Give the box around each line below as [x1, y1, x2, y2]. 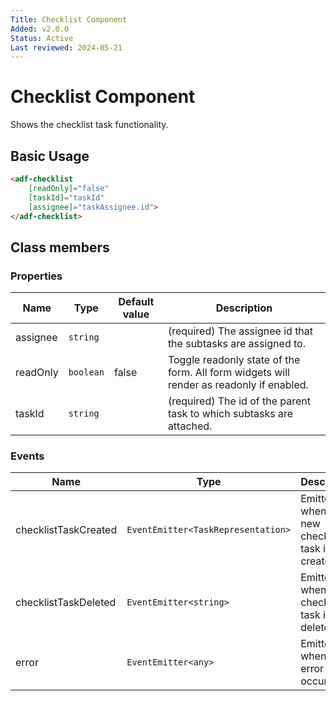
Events [10, 449, 45, 463]
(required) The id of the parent [167, 394, 311, 408]
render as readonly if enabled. [167, 378, 309, 392]
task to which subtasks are [167, 407, 294, 421]
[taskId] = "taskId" [28, 192, 105, 203]
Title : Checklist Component [10, 14, 128, 25]
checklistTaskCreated [15, 523, 118, 537]
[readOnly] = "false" [28, 183, 110, 193]
